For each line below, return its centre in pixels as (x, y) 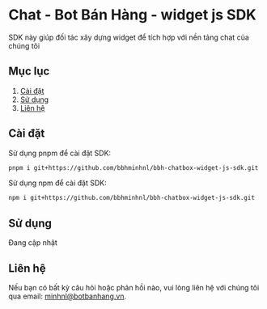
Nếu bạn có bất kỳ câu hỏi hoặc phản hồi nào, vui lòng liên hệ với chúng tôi (134, 287)
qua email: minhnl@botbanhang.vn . (68, 296)
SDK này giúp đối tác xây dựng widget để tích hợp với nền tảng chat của (129, 37)
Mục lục (29, 72)
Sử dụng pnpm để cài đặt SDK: (60, 153)
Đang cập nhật (33, 243)
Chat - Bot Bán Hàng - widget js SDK (132, 15)
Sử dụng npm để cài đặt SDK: (57, 183)
